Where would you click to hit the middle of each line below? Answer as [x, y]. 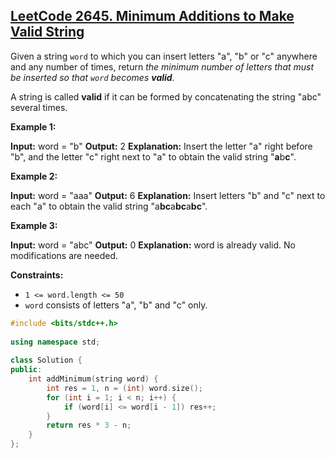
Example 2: [34, 176]
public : [26, 370]
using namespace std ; [55, 342]
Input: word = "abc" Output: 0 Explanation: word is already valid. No [153, 245]
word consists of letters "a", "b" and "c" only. [116, 305]
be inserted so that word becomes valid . [92, 77]
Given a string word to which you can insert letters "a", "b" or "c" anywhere [164, 56]
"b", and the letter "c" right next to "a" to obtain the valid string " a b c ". [153, 156]
